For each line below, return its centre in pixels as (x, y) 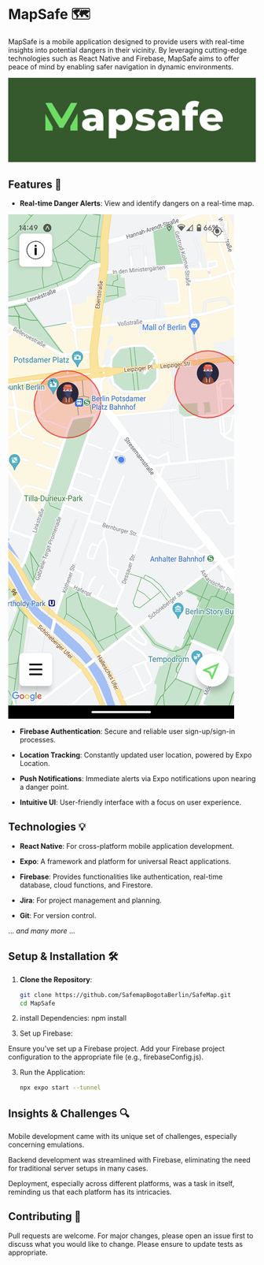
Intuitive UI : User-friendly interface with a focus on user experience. (130, 802)
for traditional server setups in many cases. (78, 1168)
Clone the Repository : (56, 979)
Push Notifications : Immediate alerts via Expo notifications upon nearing (137, 779)
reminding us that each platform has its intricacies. (90, 1192)
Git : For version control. (58, 915)
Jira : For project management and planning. (91, 900)
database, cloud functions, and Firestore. (86, 885)
